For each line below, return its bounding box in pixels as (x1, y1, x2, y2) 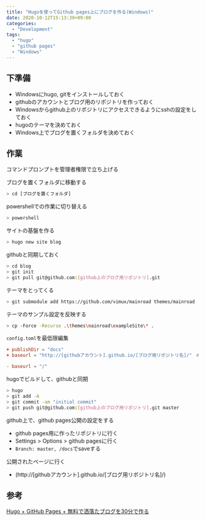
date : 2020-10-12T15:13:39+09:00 (6, 15, 92, 21)
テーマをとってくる (6, 286, 54, 294)
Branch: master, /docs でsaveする (15, 444, 101, 452)
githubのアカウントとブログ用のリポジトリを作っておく (15, 98, 154, 105)
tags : (6, 32, 20, 38)
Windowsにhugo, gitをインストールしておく (15, 90, 125, 98)
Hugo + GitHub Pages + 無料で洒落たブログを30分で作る (6, 508, 149, 515)
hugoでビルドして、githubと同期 (6, 375, 88, 383)
